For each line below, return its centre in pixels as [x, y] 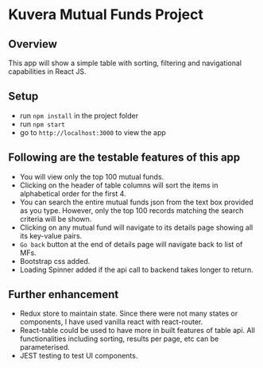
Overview [33, 44]
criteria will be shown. [56, 219]
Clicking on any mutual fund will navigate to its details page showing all [136, 227]
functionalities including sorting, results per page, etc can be [119, 339]
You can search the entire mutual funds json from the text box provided [136, 202]
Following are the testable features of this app [124, 158]
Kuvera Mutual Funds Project [106, 15]
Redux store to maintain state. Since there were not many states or [129, 314]
